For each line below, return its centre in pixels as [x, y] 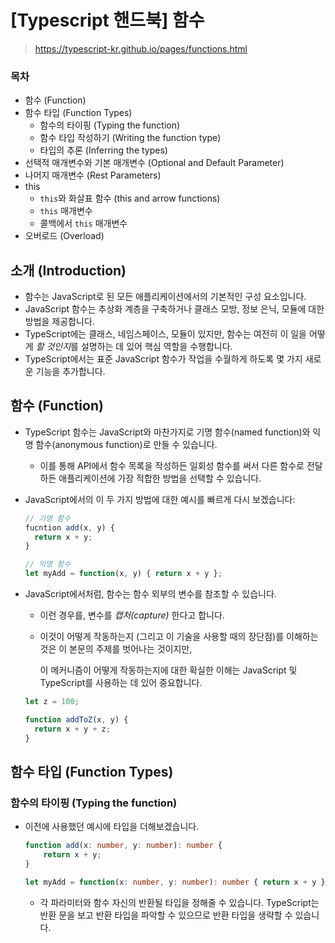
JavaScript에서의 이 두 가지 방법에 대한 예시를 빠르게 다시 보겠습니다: [160, 499]
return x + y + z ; [72, 729]
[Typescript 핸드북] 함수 [107, 20]
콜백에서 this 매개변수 [83, 223]
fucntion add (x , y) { [70, 527]
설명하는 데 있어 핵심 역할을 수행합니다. [156, 347]
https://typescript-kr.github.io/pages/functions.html [141, 48]
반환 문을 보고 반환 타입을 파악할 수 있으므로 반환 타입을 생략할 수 [166, 915]
